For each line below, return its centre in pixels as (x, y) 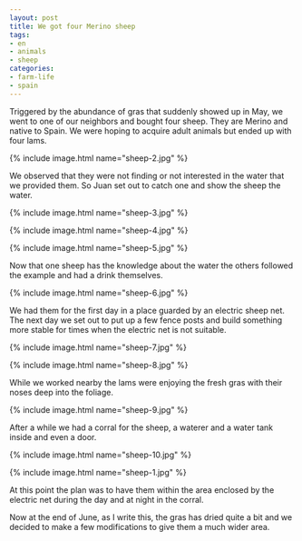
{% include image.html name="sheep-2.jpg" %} (99, 158)
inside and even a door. (53, 436)
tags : (19, 35)
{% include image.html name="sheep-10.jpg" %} (101, 455)
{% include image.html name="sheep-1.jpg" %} (98, 472)
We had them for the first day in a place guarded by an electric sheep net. (147, 310)
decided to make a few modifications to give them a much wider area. (140, 526)
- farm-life (32, 77)
